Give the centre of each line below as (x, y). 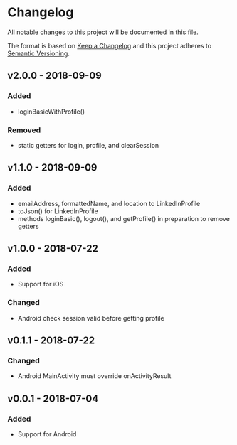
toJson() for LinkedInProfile (58, 211)
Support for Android (47, 434)
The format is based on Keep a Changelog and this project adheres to (110, 45)
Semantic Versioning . (38, 53)
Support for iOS (41, 284)
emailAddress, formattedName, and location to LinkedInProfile (109, 203)
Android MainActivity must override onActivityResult (94, 376)
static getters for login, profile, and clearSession (88, 145)
